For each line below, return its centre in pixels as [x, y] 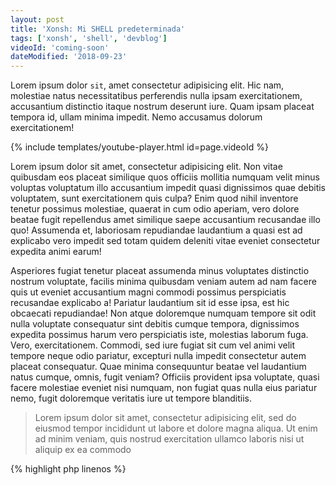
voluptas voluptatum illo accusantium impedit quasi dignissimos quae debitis [168, 188]
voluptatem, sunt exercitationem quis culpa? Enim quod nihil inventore [154, 198]
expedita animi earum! [56, 252]
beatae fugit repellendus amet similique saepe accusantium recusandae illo [165, 220]
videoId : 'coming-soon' [60, 47]
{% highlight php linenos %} [68, 469]
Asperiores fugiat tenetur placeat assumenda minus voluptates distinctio [160, 271]
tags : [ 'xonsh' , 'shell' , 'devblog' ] [89, 38]
